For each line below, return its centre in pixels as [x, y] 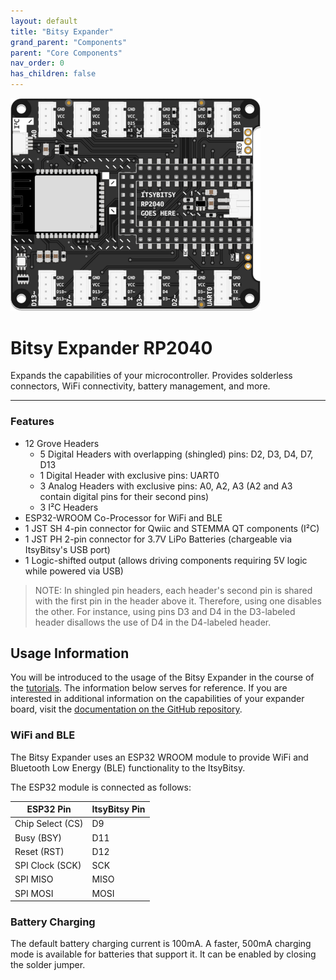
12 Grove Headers [62, 443]
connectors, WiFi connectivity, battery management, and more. [140, 386]
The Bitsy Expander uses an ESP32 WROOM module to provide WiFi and [159, 757]
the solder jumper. [48, 965]
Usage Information [70, 653]
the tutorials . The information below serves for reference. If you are [149, 688]
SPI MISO [34, 879]
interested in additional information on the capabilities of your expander [157, 699]
